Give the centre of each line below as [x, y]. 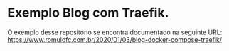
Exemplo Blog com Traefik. [88, 13]
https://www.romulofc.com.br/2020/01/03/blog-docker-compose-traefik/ [115, 39]
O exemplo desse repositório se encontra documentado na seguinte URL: [115, 32]
